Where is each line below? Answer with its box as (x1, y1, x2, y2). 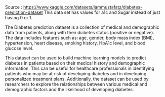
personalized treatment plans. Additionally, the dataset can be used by (5, 76, 149, 82)
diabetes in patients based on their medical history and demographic (5, 60, 145, 66)
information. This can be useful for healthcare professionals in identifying (5, 65, 155, 71)
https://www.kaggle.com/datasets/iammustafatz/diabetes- (23, 4, 143, 10)
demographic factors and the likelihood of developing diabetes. (5, 87, 134, 92)
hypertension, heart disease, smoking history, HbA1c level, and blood (5, 40, 146, 46)
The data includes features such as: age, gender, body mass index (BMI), (5, 35, 154, 41)
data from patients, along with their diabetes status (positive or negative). (5, 30, 155, 35)
